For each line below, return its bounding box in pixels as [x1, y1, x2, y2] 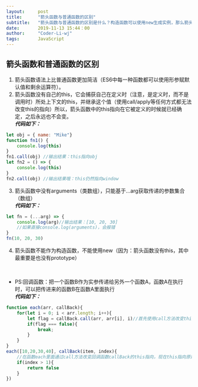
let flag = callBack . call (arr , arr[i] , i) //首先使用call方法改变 [27, 316, 184, 322]
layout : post [6, 8, 49, 15]
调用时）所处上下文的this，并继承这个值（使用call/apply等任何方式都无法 [14, 98, 192, 105]
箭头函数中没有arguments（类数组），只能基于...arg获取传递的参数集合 [14, 187, 185, 194]
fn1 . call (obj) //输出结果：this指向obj [6, 154, 98, 160]
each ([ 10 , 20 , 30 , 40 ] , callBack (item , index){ [6, 349, 117, 355]
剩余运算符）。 [30, 83, 64, 90]
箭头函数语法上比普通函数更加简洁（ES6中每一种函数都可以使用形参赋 [14, 76, 184, 83]
